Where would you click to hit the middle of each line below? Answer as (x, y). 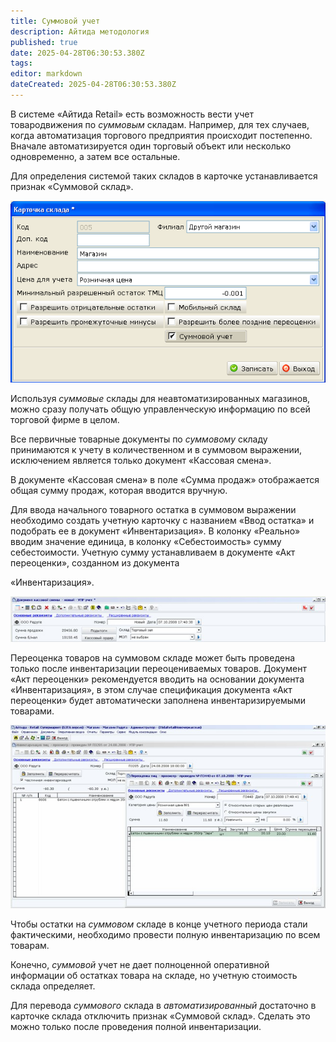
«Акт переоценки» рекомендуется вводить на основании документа (157, 679)
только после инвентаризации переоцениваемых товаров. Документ (158, 669)
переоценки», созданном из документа (95, 563)
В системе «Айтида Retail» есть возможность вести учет (132, 114)
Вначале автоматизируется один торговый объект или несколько (151, 146)
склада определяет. (53, 986)
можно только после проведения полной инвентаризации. (136, 1026)
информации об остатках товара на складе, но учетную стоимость (154, 975)
